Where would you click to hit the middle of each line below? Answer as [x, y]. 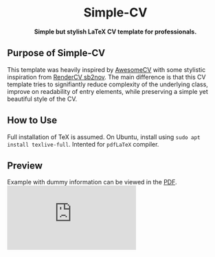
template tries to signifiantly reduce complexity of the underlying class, [107, 84]
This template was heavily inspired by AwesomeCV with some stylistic [106, 69]
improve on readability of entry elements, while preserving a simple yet [107, 91]
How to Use [32, 120]
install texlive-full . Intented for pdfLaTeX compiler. [83, 144]
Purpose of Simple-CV [56, 53]
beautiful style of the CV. [42, 99]
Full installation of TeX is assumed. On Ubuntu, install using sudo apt [104, 137]
